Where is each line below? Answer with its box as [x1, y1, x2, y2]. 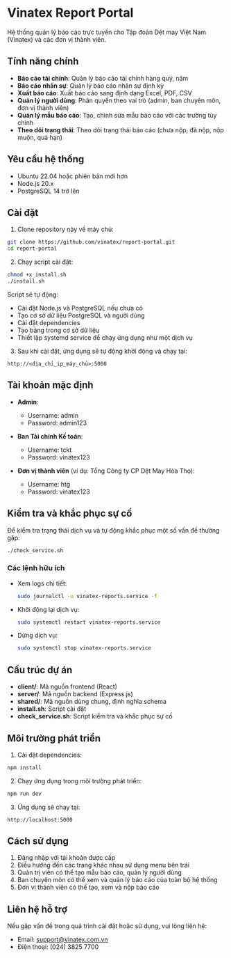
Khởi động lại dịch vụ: [17, 605, 80, 613]
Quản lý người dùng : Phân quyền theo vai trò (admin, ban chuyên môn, [17, 96, 221, 104]
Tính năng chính [7, 56, 79, 68]
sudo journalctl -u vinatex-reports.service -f [17, 592, 157, 599]
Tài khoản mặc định [7, 379, 94, 391]
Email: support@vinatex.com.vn [17, 935, 109, 944]
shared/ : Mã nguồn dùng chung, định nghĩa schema [17, 698, 166, 706]
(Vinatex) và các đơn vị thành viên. [7, 35, 107, 43]
